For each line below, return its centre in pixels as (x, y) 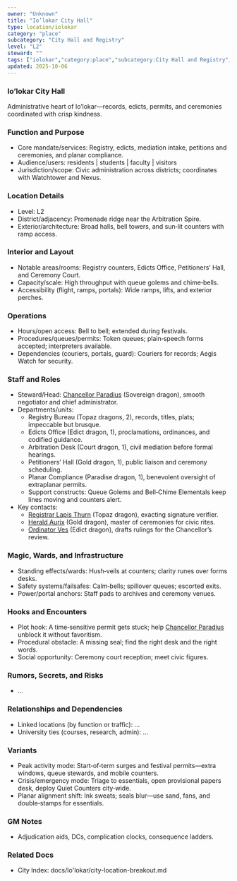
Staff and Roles (34, 380)
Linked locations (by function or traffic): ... (79, 724)
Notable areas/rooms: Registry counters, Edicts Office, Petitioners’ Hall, (121, 267)
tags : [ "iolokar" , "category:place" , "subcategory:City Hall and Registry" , (120, 60)
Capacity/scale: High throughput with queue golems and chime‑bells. (118, 282)
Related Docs (31, 855)
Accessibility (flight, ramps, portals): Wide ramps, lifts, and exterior (115, 289)
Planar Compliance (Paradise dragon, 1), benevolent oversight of (122, 477)
